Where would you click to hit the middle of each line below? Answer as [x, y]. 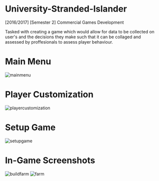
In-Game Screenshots [50, 160]
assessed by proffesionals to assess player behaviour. [59, 42]
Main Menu [28, 62]
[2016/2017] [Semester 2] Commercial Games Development [64, 22]
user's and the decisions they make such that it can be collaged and [73, 37]
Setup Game [30, 127]
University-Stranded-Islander [66, 9]
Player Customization [49, 95]
